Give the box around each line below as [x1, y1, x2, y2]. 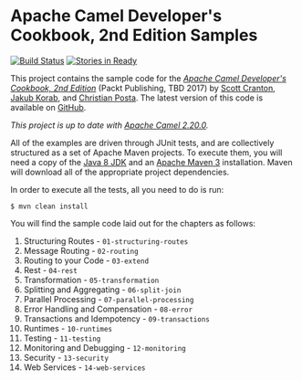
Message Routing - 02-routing [23, 245, 140, 256]
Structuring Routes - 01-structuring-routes [23, 235, 189, 247]
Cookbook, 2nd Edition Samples [10, 25, 258, 46]
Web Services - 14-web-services [23, 362, 146, 373]
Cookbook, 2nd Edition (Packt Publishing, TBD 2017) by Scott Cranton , [10, 82, 276, 93]
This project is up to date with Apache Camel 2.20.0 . [10, 120, 209, 131]
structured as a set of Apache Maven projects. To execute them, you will [10, 147, 283, 158]
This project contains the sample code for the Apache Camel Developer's [10, 72, 286, 83]
